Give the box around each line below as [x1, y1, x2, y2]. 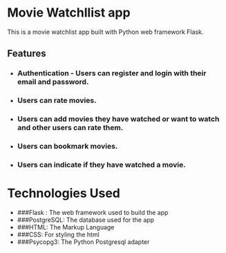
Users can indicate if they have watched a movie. [17, 160, 186, 169]
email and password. [17, 77, 89, 87]
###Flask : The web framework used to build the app [17, 208, 169, 216]
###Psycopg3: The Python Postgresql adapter [17, 237, 150, 246]
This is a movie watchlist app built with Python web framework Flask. [7, 28, 204, 36]
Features [7, 48, 46, 59]
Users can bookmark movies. [17, 142, 118, 151]
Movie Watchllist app [7, 5, 131, 21]
